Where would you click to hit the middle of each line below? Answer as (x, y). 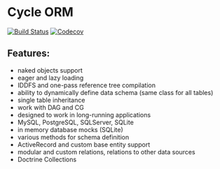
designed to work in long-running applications (84, 115)
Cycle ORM (40, 12)
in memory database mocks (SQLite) (70, 129)
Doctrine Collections (47, 159)
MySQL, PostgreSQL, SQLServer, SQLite (76, 122)
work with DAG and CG (50, 107)
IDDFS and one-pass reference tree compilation (87, 85)
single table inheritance (51, 100)
